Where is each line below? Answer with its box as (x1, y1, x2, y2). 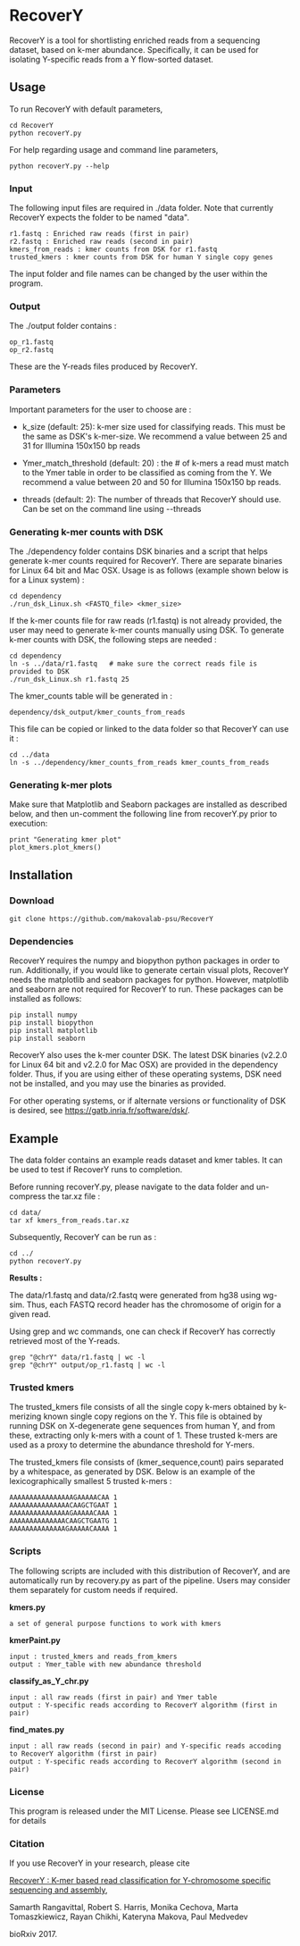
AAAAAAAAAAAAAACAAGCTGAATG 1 (9, 1516, 118, 1526)
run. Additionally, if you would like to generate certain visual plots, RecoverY (9, 965, 289, 976)
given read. (9, 1309, 51, 1320)
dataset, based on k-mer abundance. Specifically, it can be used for (9, 44, 259, 55)
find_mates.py (9, 1724, 65, 1734)
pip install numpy (9, 1011, 78, 1019)
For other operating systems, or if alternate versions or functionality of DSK (9, 1095, 287, 1106)
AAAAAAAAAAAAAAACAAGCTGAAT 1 (9, 1501, 118, 1510)
